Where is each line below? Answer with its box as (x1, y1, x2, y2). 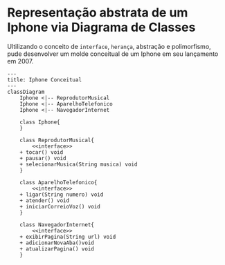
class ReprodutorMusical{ (19, 137, 95, 144)
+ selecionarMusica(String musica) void (19, 161, 138, 168)
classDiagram (7, 88, 45, 95)
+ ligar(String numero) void (19, 191, 104, 198)
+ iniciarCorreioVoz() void (19, 203, 100, 210)
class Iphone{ (19, 119, 60, 126)
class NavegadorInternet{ (19, 221, 95, 228)
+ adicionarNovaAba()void (19, 239, 95, 246)
